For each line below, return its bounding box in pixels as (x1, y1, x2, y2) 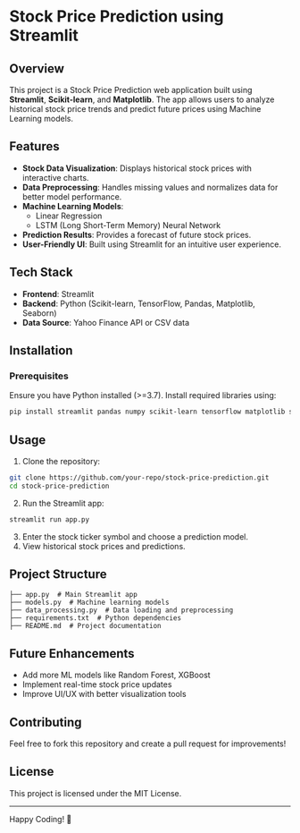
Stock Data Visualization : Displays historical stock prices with (21, 163, 253, 174)
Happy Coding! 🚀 (9, 813, 72, 824)
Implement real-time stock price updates (21, 679, 172, 690)
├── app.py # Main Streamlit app (9, 591, 138, 599)
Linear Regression (35, 210, 103, 221)
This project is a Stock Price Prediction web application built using (9, 85, 253, 95)
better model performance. (21, 191, 122, 202)
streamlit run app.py (9, 514, 90, 524)
